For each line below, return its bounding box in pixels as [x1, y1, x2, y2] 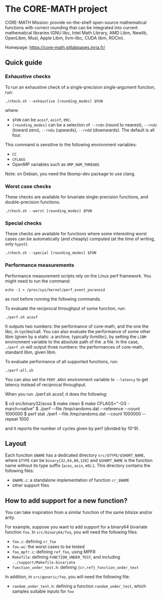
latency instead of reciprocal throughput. [5, 382, 87, 388]
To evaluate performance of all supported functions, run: [5, 358, 118, 364]
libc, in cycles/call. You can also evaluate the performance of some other [5, 328, 151, 334]
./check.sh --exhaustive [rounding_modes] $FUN [5, 99, 103, 104]
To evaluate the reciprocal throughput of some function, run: [5, 305, 126, 311]
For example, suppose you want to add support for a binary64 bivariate [5, 524, 148, 530]
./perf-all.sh [5, 368, 34, 373]
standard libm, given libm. [5, 349, 57, 355]
